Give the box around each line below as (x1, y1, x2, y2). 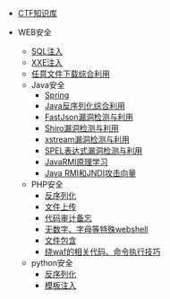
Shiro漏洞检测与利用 (44, 123, 119, 133)
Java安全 (30, 80, 65, 90)
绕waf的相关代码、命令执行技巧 (44, 246, 161, 257)
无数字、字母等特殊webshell (44, 224, 149, 234)
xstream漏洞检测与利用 (44, 134, 130, 145)
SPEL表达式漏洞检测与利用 (44, 145, 143, 155)
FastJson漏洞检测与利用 (44, 111, 134, 122)
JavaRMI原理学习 (44, 156, 109, 167)
